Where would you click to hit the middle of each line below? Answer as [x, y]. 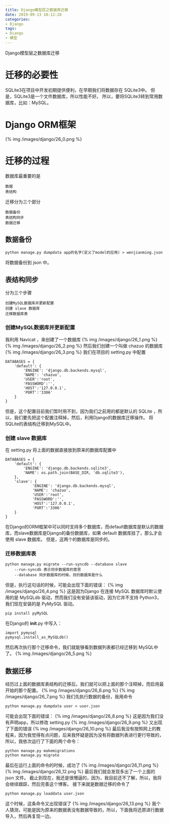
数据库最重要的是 [23, 176]
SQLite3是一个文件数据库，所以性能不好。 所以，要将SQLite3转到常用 [86, 96]
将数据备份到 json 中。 [28, 262]
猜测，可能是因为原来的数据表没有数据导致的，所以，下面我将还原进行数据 [87, 810]
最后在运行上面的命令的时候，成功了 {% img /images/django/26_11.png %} [82, 765]
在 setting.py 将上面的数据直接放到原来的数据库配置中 [61, 450]
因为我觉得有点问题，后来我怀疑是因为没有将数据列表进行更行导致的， [91, 735]
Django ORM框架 [41, 125]
